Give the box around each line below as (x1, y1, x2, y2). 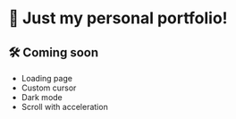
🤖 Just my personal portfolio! (8, 8, 229, 29)
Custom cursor (21, 82, 77, 93)
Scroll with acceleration (21, 102, 108, 112)
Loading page (21, 73, 73, 83)
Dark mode (21, 92, 63, 102)
